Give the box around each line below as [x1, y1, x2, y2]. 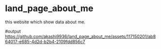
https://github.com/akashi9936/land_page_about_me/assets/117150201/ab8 [5, 33, 156, 39]
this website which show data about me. [5, 19, 86, 25]
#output [5, 28, 21, 34]
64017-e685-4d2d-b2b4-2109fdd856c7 [5, 38, 85, 44]
